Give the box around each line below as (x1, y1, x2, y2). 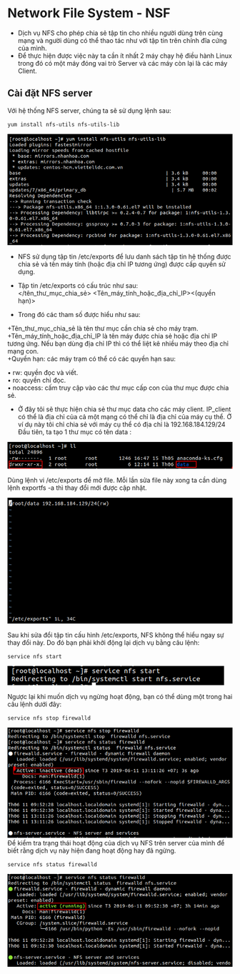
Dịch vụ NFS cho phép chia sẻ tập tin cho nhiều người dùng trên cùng (17, 29, 224, 37)
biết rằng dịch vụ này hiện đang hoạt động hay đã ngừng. (7, 846, 176, 855)
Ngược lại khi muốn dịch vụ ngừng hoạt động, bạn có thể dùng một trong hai (7, 693, 233, 701)
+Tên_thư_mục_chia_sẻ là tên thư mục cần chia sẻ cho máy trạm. (7, 324, 199, 333)
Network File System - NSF (7, 5, 171, 21)
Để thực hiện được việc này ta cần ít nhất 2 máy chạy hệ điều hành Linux (17, 51, 232, 60)
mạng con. (7, 347, 39, 356)
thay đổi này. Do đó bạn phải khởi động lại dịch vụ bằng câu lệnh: (7, 638, 200, 647)
